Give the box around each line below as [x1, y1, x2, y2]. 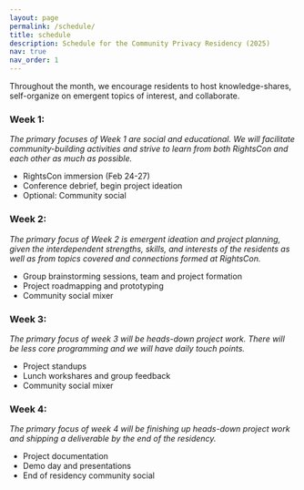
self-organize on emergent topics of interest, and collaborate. [9, 90, 240, 101]
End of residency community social [22, 470, 155, 481]
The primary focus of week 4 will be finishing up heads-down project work [9, 424, 290, 434]
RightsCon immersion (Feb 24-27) [22, 170, 150, 182]
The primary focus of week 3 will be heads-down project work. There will [9, 333, 285, 344]
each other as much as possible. [9, 153, 133, 164]
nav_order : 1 [9, 56, 59, 65]
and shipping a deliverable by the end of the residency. [9, 434, 217, 444]
